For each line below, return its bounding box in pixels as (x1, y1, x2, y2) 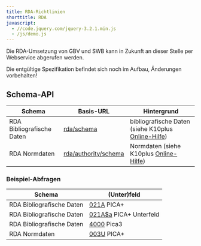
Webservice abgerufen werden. (6, 54, 84, 61)
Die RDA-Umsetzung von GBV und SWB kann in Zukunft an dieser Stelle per (6, 47, 193, 55)
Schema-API (6, 89, 54, 100)
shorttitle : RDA (6, 14, 47, 20)
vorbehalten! (6, 72, 38, 79)
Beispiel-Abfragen (6, 175, 61, 183)
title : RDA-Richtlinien (6, 8, 66, 15)
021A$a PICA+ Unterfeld (89, 211, 160, 219)
